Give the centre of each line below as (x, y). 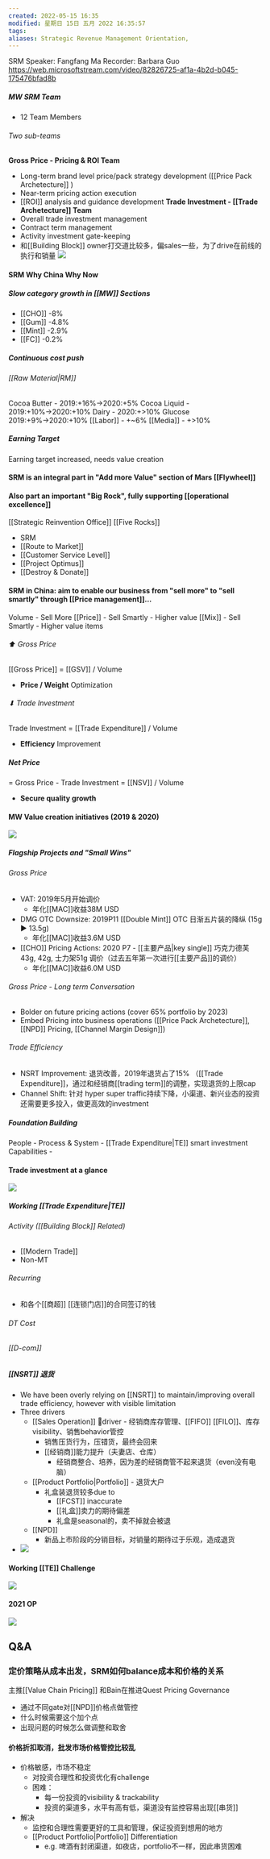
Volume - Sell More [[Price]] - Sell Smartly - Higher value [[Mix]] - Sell (125, 617)
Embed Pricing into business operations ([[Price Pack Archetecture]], (135, 1020)
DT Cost (22, 1323)
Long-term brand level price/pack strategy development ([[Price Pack (136, 176)
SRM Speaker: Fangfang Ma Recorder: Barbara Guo (94, 61)
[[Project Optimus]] (52, 564)
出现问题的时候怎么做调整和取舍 (73, 1728)
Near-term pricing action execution (78, 193)
